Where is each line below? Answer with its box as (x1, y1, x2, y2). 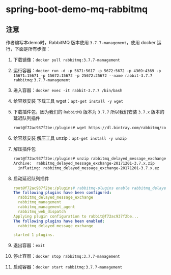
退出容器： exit (13, 242, 45, 249)
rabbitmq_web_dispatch (18, 209, 66, 214)
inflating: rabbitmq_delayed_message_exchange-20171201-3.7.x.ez (18, 165, 159, 171)
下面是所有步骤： (14, 46, 50, 52)
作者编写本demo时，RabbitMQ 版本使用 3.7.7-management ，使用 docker (6, 40, 156, 45)
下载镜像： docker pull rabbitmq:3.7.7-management (13, 57, 120, 63)
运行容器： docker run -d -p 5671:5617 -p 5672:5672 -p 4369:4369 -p (13, 68, 161, 73)
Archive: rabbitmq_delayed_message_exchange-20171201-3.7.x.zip (13, 161, 155, 166)
